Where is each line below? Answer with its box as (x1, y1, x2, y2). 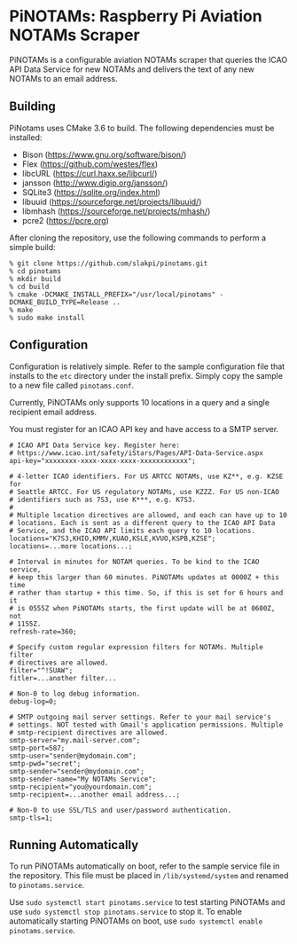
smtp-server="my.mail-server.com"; (9, 736, 141, 744)
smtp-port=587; (9, 743, 66, 752)
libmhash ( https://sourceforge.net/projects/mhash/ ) (21, 206, 211, 216)
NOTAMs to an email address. (9, 73, 118, 83)
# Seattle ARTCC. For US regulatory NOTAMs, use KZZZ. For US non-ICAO (9, 487, 279, 496)
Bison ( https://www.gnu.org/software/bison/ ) (21, 149, 187, 160)
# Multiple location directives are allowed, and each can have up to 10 (9, 510, 288, 520)
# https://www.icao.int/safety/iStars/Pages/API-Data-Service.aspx (9, 448, 264, 458)
